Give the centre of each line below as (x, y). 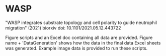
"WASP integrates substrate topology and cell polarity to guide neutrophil (81, 22)
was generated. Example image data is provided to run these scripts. (76, 48)
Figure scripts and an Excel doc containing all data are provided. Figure (79, 37)
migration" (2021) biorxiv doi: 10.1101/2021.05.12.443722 (63, 27)
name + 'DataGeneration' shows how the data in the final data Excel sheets (83, 42)
